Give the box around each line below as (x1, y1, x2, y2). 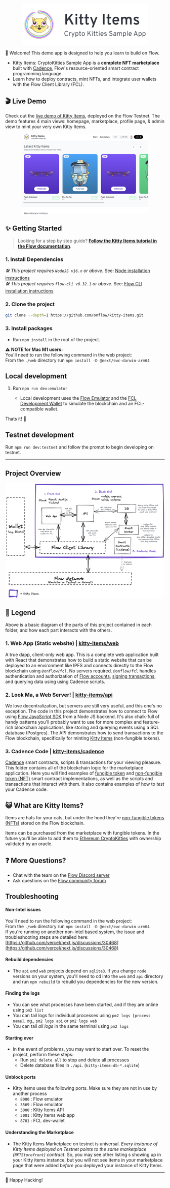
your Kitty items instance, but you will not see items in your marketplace (12, 1156, 163, 1163)
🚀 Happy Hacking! (5, 1177, 43, 1183)
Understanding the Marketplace (5, 1129, 74, 1135)
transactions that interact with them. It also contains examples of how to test (5, 781, 164, 787)
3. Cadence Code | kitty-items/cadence (5, 748, 105, 755)
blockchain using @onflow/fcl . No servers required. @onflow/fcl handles (5, 668, 156, 674)
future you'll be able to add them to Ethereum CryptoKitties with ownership (5, 836, 161, 842)
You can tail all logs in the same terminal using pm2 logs (12, 1023, 129, 1029)
